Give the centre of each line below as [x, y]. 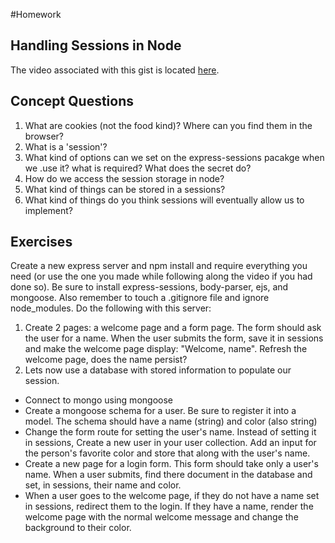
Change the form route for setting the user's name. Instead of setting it [170, 432]
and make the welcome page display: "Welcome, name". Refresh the [166, 349]
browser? [44, 136]
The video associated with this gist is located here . [115, 70]
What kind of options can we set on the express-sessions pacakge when [174, 157]
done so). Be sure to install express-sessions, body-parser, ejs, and [149, 287]
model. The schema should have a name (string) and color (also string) [171, 421]
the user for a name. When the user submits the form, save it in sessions [174, 338]
